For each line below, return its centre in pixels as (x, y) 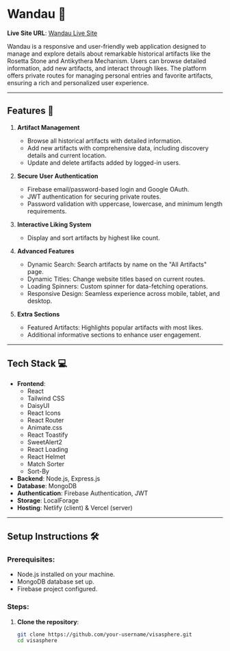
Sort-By (38, 471)
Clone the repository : (48, 621)
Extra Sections (38, 314)
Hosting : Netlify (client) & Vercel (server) (75, 507)
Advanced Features (46, 251)
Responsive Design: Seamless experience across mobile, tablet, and (124, 293)
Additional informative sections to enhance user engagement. (114, 334)
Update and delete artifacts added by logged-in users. (104, 162)
